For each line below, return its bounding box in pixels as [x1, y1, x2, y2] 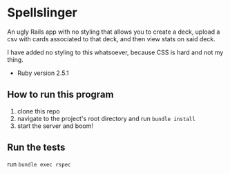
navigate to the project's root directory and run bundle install [17, 114, 195, 122]
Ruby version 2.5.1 [17, 69, 69, 77]
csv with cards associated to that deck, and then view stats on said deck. [7, 34, 215, 43]
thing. [7, 55, 24, 63]
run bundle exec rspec [7, 160, 71, 168]
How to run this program [7, 89, 114, 100]
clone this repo [17, 107, 60, 115]
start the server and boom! [17, 122, 93, 130]
